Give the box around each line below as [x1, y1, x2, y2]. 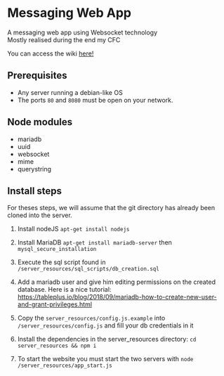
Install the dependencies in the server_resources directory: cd [17, 335, 197, 344]
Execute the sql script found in [17, 258, 106, 266]
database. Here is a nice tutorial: [17, 285, 112, 294]
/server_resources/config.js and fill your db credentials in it [17, 321, 194, 330]
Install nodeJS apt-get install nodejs [17, 225, 130, 233]
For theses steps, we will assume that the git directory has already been [7, 204, 216, 212]
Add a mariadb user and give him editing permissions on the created [17, 278, 216, 286]
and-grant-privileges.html [17, 300, 93, 309]
